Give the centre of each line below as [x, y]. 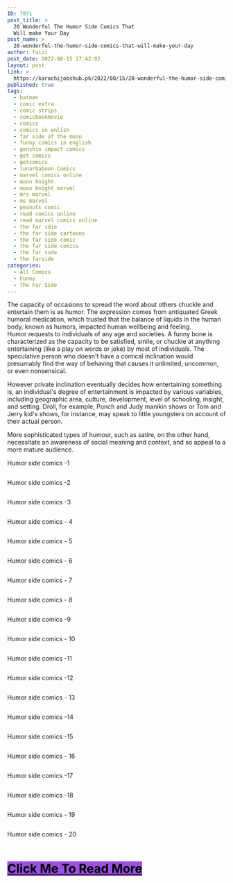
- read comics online [45, 214]
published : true [31, 85]
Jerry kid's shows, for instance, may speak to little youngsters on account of [116, 414]
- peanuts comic [37, 208]
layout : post [26, 65]
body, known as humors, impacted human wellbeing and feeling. [100, 327]
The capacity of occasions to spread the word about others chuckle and [110, 305]
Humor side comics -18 [41, 795]
